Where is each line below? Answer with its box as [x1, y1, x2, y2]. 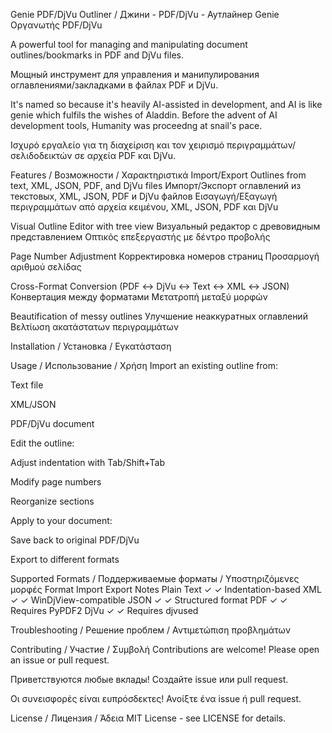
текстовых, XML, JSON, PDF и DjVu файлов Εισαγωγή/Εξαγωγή [10, 190, 278, 202]
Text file [10, 379, 44, 391]
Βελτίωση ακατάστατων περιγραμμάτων [10, 321, 179, 333]
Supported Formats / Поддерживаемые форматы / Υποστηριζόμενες [10, 573, 300, 584]
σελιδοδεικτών [10, 150, 73, 161]
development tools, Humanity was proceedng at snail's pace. [10, 120, 263, 131]
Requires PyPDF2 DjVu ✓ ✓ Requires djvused [10, 605, 199, 616]
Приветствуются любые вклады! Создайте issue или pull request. [10, 674, 289, 685]
